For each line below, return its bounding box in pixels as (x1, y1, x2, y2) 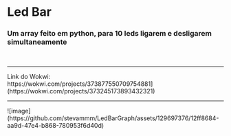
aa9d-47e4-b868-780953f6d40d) (7, 122, 104, 130)
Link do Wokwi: (7, 73, 51, 81)
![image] (7, 107, 31, 115)
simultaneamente (7, 37, 67, 47)
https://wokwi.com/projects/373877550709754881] (7, 80, 153, 88)
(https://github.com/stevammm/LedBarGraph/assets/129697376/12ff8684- (7, 114, 219, 122)
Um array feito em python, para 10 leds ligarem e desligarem (7, 29, 212, 38)
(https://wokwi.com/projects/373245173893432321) (7, 87, 155, 95)
